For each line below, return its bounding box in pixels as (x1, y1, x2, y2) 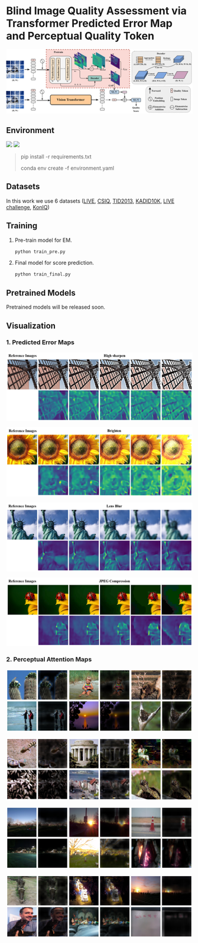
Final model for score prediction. (14, 259, 95, 267)
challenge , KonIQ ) (6, 203, 50, 210)
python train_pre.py (14, 248, 66, 255)
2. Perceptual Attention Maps (6, 655, 92, 663)
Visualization (6, 320, 56, 330)
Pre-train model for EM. (14, 236, 72, 244)
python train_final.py (14, 271, 71, 277)
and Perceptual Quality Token (6, 30, 155, 43)
